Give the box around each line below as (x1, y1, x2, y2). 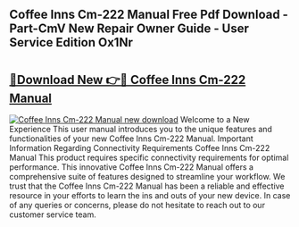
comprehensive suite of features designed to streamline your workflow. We (9, 172, 286, 181)
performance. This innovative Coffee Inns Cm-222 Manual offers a (9, 162, 254, 172)
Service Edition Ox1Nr (9, 35, 134, 50)
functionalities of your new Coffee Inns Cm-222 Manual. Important (9, 133, 254, 144)
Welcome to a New (179, 114, 250, 124)
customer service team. (9, 209, 96, 220)
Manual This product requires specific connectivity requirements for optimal (9, 152, 289, 163)
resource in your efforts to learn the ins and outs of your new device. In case (9, 190, 291, 200)
